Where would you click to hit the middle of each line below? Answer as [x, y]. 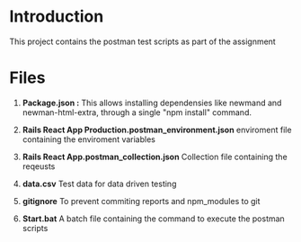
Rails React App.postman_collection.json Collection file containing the [155, 157]
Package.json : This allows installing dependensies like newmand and [152, 103]
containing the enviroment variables [89, 139]
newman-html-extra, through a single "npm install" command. [137, 112]
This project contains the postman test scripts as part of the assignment [142, 41]
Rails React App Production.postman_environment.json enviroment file [157, 130]
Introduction [57, 17]
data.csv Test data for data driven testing [99, 184]
